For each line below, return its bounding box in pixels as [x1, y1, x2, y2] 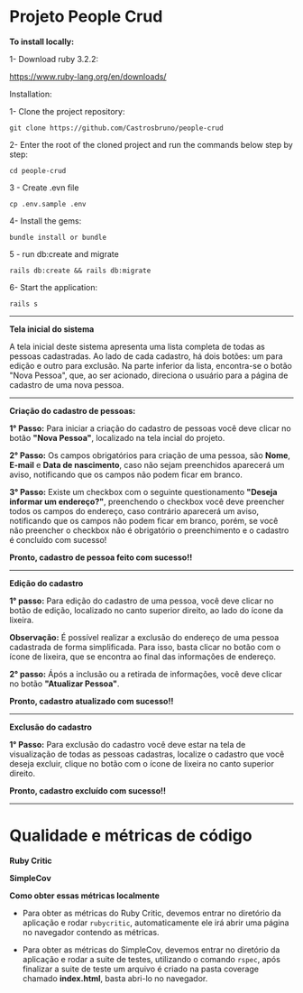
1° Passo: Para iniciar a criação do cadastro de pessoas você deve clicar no [9, 422, 291, 434]
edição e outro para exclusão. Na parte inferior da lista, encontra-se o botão [9, 360, 293, 371]
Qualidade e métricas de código [9, 825, 252, 846]
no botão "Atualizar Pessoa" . [9, 678, 120, 689]
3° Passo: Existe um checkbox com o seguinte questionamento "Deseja [9, 486, 278, 497]
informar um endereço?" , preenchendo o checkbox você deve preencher [9, 496, 285, 507]
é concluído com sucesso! [9, 534, 107, 545]
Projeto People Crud [9, 6, 163, 27]
